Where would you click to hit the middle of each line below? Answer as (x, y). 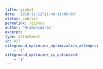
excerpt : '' (17, 32)
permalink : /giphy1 (25, 23)
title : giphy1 (19, 9)
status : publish (21, 18)
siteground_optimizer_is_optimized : (42, 55)
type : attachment (23, 37)
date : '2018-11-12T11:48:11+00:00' (41, 14)
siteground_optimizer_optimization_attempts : (52, 46)
